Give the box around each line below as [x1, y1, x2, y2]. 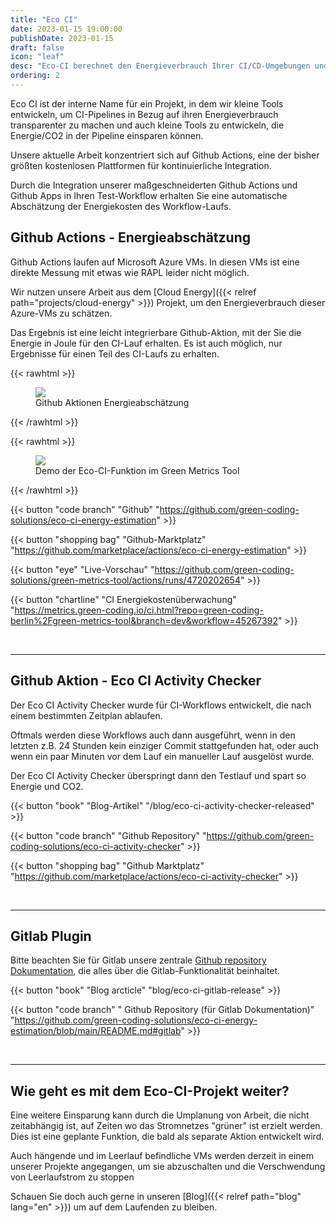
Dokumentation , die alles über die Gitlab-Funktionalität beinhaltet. [10, 965, 281, 977]
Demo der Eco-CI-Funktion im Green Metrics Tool [35, 464, 240, 476]
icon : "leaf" [10, 52, 65, 62]
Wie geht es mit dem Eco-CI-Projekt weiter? [10, 1082, 290, 1100]
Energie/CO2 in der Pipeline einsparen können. [10, 129, 204, 141]
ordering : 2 [10, 71, 60, 81]
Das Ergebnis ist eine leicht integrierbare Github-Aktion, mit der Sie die [10, 326, 302, 338]
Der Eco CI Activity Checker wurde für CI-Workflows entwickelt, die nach [10, 699, 312, 711]
